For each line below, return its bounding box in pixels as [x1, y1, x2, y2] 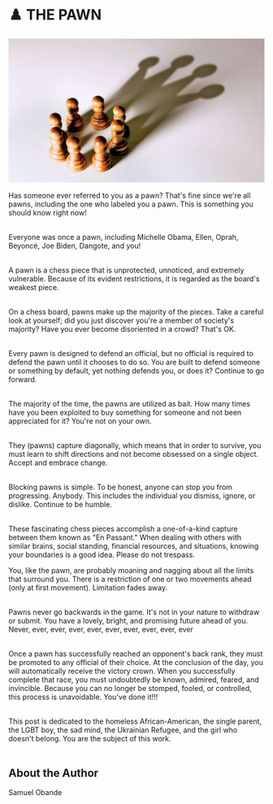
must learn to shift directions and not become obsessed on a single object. [8, 450, 258, 459]
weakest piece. [8, 283, 59, 293]
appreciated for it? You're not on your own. [8, 416, 152, 426]
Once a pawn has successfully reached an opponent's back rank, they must [8, 649, 263, 658]
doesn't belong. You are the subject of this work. [8, 734, 172, 744]
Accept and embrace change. [8, 458, 108, 467]
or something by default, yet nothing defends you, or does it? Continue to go [8, 366, 265, 376]
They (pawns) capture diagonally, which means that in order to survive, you [8, 441, 262, 450]
